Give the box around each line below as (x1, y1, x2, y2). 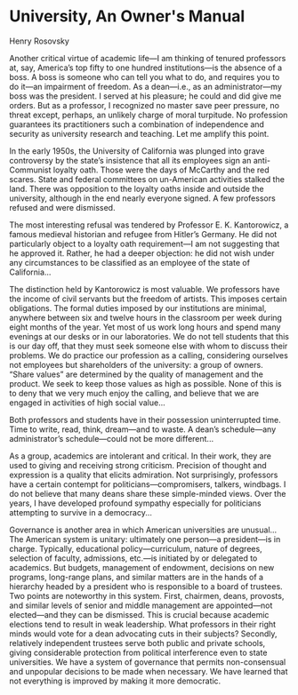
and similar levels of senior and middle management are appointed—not (9, 600, 273, 611)
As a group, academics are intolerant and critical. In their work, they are (9, 451, 271, 461)
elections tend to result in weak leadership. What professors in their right (9, 619, 277, 629)
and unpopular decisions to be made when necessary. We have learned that (9, 666, 288, 676)
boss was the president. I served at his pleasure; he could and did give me (9, 91, 282, 101)
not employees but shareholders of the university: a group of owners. (9, 359, 264, 370)
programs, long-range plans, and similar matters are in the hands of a (9, 571, 264, 582)
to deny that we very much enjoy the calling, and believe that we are (9, 387, 260, 398)
